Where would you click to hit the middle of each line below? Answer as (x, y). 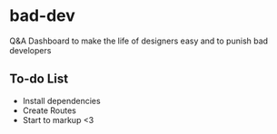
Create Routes (49, 110)
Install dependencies (62, 100)
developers (30, 50)
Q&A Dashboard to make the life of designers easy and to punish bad (139, 41)
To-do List (39, 79)
